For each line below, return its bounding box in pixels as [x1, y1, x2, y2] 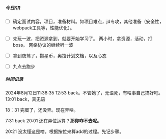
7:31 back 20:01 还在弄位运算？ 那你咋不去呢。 [5, 118, 102, 124]
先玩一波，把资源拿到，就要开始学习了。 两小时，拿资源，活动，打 [12, 36, 153, 42]
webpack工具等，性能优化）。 [12, 25, 75, 31]
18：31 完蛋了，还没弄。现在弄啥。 [5, 107, 78, 113]
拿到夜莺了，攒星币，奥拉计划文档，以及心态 [12, 53, 107, 59]
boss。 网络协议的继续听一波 [12, 42, 74, 48]
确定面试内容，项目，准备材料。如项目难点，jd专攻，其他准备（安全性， [12, 18, 164, 24]
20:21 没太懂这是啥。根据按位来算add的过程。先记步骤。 [5, 128, 124, 134]
